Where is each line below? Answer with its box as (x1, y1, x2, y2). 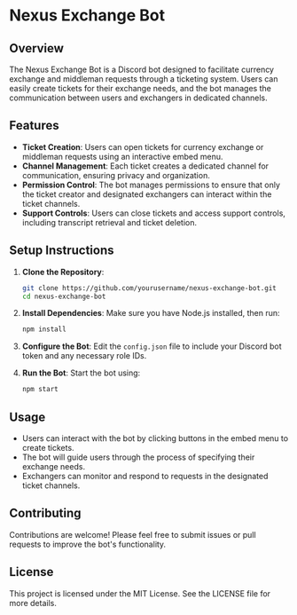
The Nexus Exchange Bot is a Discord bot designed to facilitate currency (9, 64, 275, 75)
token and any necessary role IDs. (21, 351, 147, 361)
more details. (9, 597, 58, 608)
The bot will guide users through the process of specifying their (21, 452, 255, 462)
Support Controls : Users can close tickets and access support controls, (21, 208, 286, 218)
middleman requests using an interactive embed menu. (21, 151, 223, 162)
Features (9, 118, 59, 133)
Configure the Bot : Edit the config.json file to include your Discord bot (21, 341, 282, 351)
